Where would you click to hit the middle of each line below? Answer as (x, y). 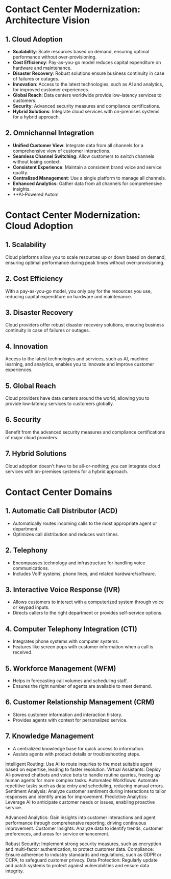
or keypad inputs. (31, 607)
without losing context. (37, 161)
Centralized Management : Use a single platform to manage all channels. (89, 178)
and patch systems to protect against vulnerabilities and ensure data (77, 865)
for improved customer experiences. (51, 90)
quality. (20, 172)
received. (22, 652)
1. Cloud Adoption (34, 39)
